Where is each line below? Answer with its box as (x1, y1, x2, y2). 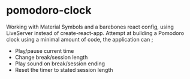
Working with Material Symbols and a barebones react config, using (6, 23, 174, 30)
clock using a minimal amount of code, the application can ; (6, 36, 153, 43)
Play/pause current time (14, 47, 74, 54)
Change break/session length (14, 53, 88, 61)
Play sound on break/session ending (14, 60, 105, 67)
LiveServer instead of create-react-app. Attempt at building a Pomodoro (6, 29, 185, 36)
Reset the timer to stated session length (14, 66, 113, 73)
